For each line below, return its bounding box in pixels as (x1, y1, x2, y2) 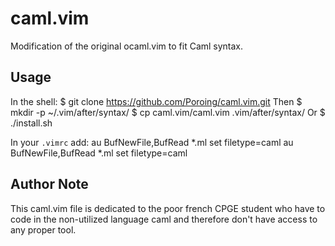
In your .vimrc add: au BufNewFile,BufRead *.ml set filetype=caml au (10, 136, 294, 148)
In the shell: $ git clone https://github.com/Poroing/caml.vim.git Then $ (10, 95, 303, 107)
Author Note (10, 176, 89, 193)
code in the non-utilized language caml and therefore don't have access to (10, 213, 318, 225)
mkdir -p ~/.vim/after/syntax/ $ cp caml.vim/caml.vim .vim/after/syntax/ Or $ (10, 106, 326, 118)
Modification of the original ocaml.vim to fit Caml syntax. (10, 40, 244, 52)
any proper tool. (10, 223, 77, 236)
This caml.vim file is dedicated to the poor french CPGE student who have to (10, 202, 326, 214)
